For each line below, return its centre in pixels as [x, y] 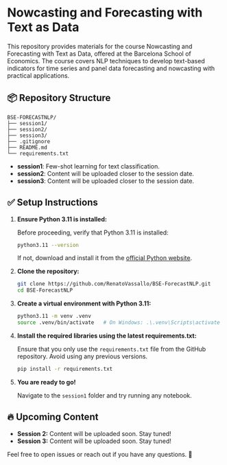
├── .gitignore [29, 141]
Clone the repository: [48, 271]
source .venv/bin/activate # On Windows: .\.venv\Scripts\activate [119, 323]
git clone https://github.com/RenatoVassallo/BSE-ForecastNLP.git [114, 284]
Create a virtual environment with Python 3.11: [84, 303]
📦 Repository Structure [59, 98]
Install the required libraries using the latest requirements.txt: [107, 336]
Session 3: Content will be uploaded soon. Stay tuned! [94, 441]
